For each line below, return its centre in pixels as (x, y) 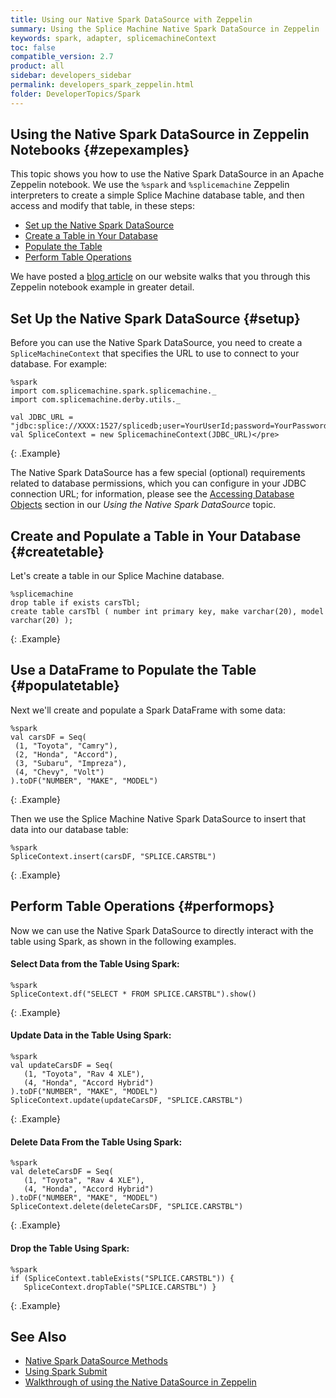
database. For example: (59, 364)
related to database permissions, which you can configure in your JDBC (158, 483)
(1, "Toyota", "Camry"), (66, 746)
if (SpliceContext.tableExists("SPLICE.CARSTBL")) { (122, 1278)
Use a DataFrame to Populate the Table (133, 670)
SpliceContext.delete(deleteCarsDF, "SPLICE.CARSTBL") (127, 1207)
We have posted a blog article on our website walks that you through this (160, 277)
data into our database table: (69, 829)
